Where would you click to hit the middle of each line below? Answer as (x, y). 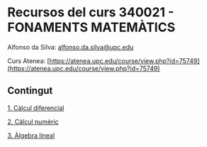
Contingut (30, 91)
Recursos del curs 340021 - (91, 12)
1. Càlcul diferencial (36, 108)
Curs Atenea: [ (28, 60)
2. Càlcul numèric (33, 121)
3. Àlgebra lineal (31, 135)
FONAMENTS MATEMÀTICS (91, 27)
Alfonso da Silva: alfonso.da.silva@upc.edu (71, 47)
